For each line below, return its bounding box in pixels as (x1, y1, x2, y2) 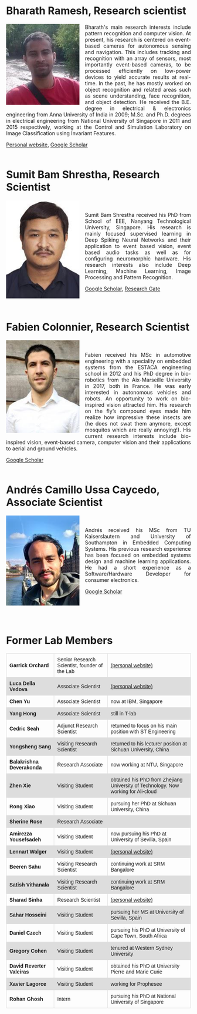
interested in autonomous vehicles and (84, 389, 191, 396)
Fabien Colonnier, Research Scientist (6, 320, 189, 334)
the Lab (57, 668, 75, 675)
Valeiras (9, 969, 29, 975)
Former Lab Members (6, 634, 113, 647)
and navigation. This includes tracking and (84, 48, 191, 55)
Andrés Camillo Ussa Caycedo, (6, 483, 160, 497)
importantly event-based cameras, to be (84, 61, 191, 68)
